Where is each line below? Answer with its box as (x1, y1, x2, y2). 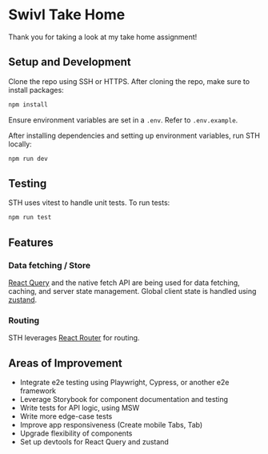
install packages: (8, 85, 64, 94)
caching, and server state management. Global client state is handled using (8, 286, 257, 295)
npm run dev (8, 155, 48, 163)
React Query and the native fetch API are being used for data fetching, (8, 278, 240, 287)
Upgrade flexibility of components (19, 428, 133, 438)
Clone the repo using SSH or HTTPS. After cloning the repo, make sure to (8, 76, 250, 86)
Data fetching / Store (8, 259, 90, 271)
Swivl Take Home (8, 6, 126, 24)
